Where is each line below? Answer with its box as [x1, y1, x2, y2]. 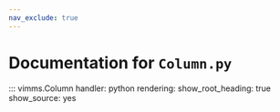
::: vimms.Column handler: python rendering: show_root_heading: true [8, 83, 271, 94]
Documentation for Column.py [8, 52, 233, 73]
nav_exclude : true [8, 13, 78, 23]
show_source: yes [8, 92, 77, 103]
